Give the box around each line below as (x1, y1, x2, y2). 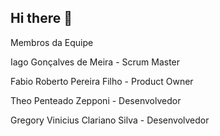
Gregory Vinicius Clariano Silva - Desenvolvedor (10, 114, 210, 126)
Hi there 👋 (10, 10, 73, 27)
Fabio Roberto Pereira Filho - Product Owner (10, 75, 194, 87)
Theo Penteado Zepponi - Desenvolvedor (10, 94, 182, 106)
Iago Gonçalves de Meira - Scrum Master (10, 56, 181, 68)
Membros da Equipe (10, 36, 94, 48)
